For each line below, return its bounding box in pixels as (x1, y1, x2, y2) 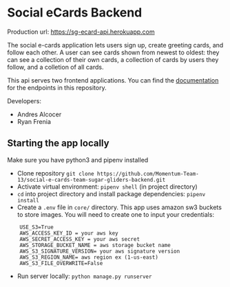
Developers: (7, 96, 41, 105)
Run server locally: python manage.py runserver (17, 272, 152, 280)
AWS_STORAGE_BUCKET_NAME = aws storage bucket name (19, 242, 171, 248)
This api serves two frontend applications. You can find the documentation (7, 76, 219, 84)
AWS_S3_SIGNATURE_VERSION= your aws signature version (19, 248, 180, 255)
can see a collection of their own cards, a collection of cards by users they (7, 55, 219, 63)
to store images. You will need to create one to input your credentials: (17, 210, 215, 218)
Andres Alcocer (17, 110, 62, 118)
